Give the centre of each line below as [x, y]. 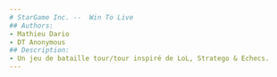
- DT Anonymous [38, 42]
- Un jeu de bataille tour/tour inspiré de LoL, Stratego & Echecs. [139, 58]
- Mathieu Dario [39, 34]
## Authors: [31, 26]
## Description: [39, 50]
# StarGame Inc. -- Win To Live [71, 17]
